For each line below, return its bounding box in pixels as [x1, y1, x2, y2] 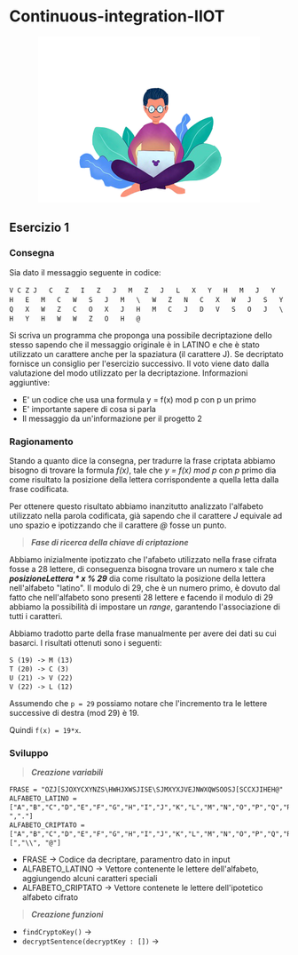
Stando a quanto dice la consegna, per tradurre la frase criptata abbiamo [9, 455, 276, 466]
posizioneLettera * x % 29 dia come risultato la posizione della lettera [9, 573, 266, 584]
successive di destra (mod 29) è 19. [9, 707, 140, 718]
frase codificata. [9, 483, 69, 494]
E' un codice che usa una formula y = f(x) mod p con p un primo [21, 394, 257, 405]
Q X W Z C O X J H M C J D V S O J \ [9, 305, 284, 314]
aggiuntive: [9, 377, 51, 387]
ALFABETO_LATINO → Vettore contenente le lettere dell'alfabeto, [21, 863, 259, 874]
